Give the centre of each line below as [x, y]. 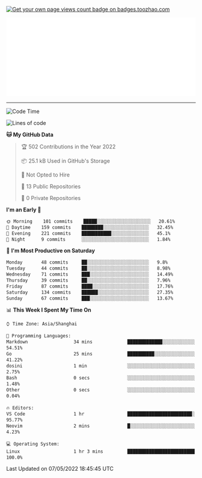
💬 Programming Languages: [38, 336]
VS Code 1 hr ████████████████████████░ [101, 414]
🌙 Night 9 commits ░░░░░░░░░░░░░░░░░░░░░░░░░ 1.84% [88, 239]
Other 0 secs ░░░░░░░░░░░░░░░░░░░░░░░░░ [101, 390]
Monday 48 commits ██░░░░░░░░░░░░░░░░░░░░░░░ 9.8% [87, 262]
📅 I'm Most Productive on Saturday [50, 250]
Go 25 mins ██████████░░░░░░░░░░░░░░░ [101, 354]
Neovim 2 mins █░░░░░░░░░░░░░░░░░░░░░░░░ [101, 426]
